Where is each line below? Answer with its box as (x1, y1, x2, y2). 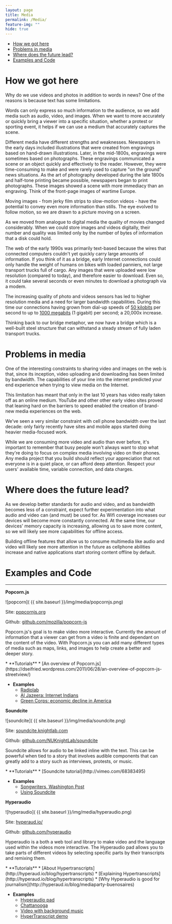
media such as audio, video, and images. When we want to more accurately (5, 113, 165, 119)
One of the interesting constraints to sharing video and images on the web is (5, 365, 167, 371)
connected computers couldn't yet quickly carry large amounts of (5, 251, 144, 257)
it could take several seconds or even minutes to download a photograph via (5, 278, 166, 284)
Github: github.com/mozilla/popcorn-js (5, 619, 88, 625)
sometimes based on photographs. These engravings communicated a (5, 155, 155, 162)
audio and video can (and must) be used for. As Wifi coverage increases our (5, 512, 166, 518)
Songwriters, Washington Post (20, 783, 84, 790)
